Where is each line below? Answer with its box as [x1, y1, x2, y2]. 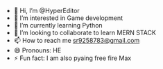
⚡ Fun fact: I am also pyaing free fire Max [13, 54, 132, 62]
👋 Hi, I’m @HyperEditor [13, 7, 80, 14]
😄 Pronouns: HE [13, 46, 62, 55]
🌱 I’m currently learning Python [13, 21, 103, 29]
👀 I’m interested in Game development [13, 14, 123, 22]
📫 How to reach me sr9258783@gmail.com [13, 37, 140, 44]
